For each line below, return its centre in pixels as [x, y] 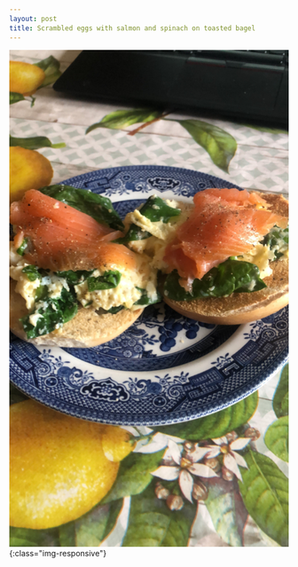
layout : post [33, 19]
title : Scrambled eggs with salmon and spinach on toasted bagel [132, 28]
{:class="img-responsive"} [58, 553]
